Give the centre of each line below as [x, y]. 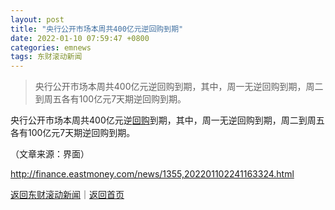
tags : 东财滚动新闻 [46, 57]
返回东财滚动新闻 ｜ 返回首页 [67, 195]
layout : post [37, 19]
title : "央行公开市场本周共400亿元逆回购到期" [97, 29]
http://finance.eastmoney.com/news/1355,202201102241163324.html [152, 174]
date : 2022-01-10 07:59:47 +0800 [80, 38]
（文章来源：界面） [50, 154]
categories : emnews [51, 47]
